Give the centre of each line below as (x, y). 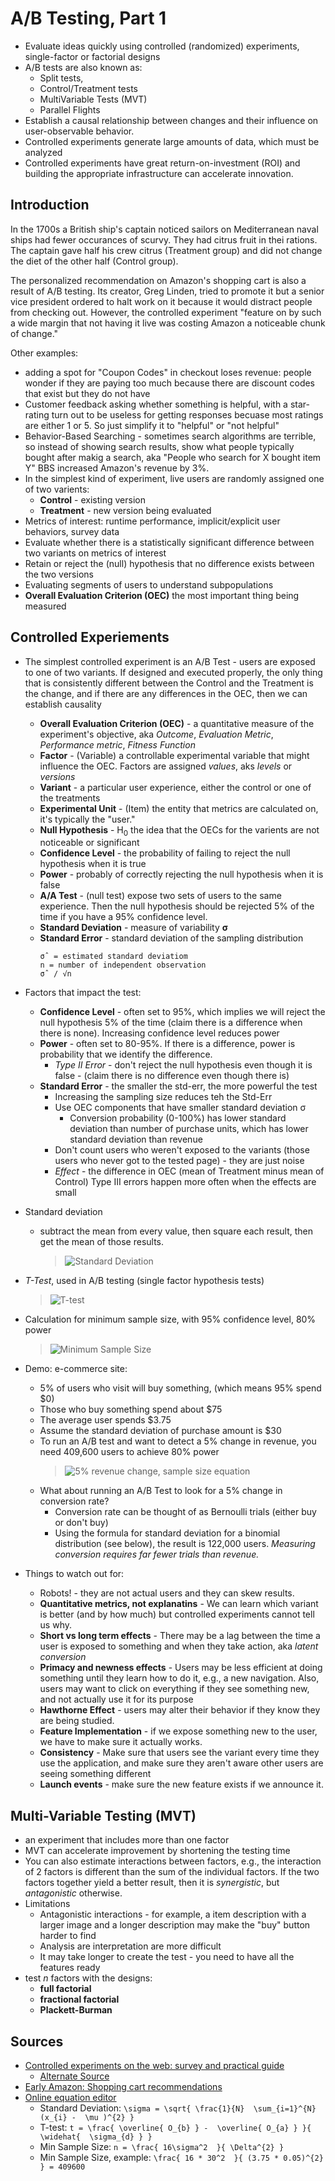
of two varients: (57, 489)
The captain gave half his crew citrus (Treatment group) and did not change (166, 250)
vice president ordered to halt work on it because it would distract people (161, 301)
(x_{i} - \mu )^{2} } (87, 2117)
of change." (34, 333)
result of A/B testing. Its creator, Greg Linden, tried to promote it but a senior (167, 291)
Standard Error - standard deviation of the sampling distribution (171, 938)
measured (45, 606)
